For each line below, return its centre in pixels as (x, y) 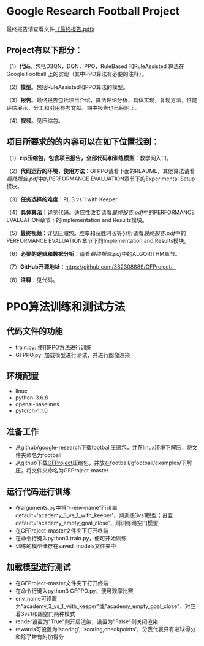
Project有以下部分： (44, 50)
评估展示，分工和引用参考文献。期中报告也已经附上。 (74, 107)
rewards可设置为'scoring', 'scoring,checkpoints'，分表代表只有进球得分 (105, 629)
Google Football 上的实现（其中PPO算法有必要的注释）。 (77, 74)
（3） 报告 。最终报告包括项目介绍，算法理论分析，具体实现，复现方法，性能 (102, 100)
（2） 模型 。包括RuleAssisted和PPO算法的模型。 (67, 87)
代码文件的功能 (35, 332)
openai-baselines (37, 404)
